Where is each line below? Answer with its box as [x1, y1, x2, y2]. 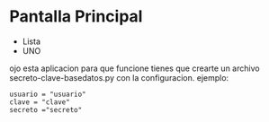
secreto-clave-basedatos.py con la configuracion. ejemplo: [9, 72, 229, 83]
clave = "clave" [9, 97, 70, 107]
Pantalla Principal [9, 6, 143, 27]
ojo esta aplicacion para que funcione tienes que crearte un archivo [9, 63, 260, 74]
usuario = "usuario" [9, 90, 87, 99]
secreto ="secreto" [9, 105, 83, 114]
